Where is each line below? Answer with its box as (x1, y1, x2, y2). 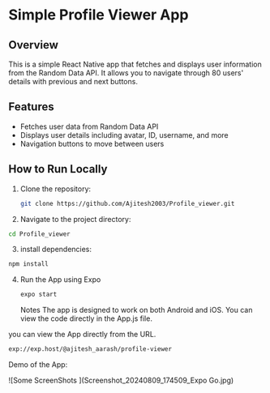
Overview (8, 38, 59, 52)
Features (8, 100, 54, 114)
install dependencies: (19, 245, 92, 254)
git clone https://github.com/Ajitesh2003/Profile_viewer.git (19, 199, 235, 207)
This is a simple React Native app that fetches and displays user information (8, 59, 262, 69)
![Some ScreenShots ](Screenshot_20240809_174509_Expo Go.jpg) (8, 375, 234, 385)
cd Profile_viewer (8, 229, 71, 238)
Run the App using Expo (19, 275, 101, 284)
